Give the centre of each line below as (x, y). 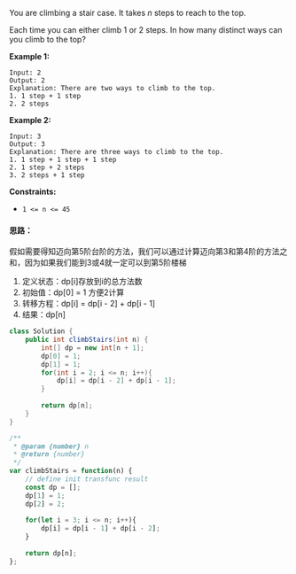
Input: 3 (25, 136)
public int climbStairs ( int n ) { (87, 340)
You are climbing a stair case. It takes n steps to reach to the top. (128, 13)
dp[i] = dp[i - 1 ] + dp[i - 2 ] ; (101, 529)
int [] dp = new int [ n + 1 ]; (93, 348)
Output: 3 (27, 144)
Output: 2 (27, 81)
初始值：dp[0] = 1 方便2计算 (73, 292)
